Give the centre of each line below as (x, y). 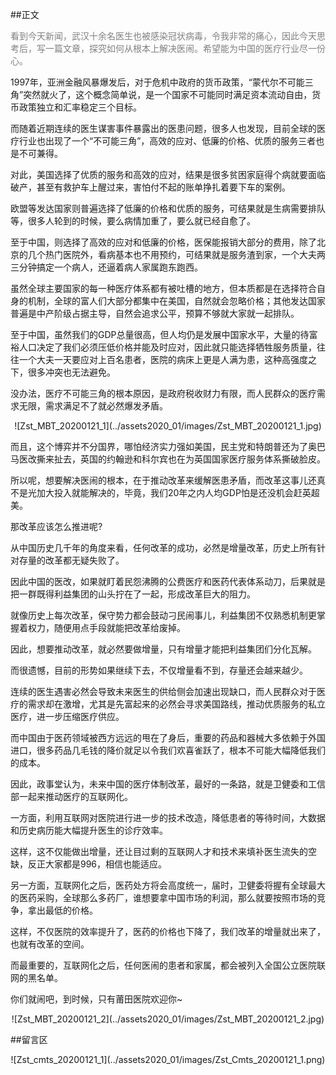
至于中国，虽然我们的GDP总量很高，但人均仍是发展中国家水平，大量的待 (160, 334)
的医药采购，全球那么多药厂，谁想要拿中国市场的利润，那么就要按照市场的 (163, 897)
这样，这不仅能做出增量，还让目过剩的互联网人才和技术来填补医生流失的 (159, 851)
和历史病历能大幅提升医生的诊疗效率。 (89, 830)
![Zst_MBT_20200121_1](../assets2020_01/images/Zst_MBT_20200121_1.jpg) (168, 426)
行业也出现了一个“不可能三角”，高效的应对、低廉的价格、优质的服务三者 (167, 141)
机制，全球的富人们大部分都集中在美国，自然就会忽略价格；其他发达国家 (176, 301)
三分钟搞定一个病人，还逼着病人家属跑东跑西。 (106, 267)
